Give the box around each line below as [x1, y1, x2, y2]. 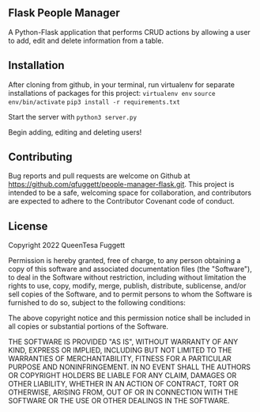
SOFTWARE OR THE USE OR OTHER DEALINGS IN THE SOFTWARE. [8, 396, 230, 406]
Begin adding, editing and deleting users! [8, 127, 142, 137]
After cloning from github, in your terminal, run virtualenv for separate [8, 79, 236, 90]
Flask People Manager [8, 6, 120, 20]
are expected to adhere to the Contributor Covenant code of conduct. [8, 196, 235, 206]
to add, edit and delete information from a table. [8, 36, 164, 45]
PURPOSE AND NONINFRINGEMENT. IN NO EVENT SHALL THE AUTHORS [8, 362, 251, 372]
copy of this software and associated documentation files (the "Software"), [8, 265, 253, 274]
